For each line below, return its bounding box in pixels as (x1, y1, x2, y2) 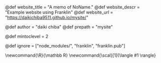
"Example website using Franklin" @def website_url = (5, 9, 113, 15)
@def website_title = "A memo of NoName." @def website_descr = (5, 4, 140, 10)
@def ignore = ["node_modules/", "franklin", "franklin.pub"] (5, 43, 125, 48)
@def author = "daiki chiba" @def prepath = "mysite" (5, 24, 113, 30)
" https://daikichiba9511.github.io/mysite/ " (5, 15, 89, 20)
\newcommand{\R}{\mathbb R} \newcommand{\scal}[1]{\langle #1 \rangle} (5, 52, 156, 58)
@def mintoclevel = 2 (5, 34, 49, 39)
